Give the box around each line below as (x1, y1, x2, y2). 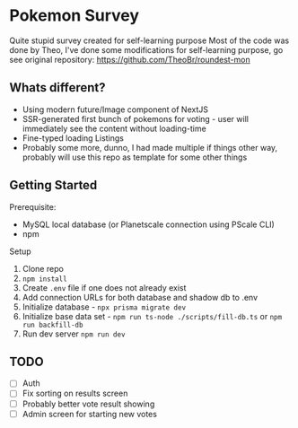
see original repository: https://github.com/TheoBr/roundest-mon (9, 54, 251, 65)
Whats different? (9, 80, 106, 95)
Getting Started (9, 178, 98, 193)
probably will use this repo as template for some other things (22, 152, 248, 162)
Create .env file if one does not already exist (22, 282, 187, 293)
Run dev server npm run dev (22, 328, 126, 339)
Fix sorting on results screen (22, 388, 128, 399)
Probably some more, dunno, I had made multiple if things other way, (22, 142, 278, 153)
